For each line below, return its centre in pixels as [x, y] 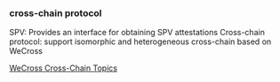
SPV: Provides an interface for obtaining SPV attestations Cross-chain [137, 33]
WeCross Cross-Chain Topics [64, 68]
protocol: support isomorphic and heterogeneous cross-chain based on [140, 41]
